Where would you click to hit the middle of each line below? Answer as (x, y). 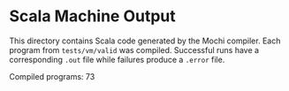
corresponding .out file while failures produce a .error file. (117, 59)
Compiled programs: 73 (52, 76)
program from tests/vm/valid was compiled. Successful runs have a (134, 49)
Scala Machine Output (92, 16)
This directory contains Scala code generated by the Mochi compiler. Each (145, 41)
